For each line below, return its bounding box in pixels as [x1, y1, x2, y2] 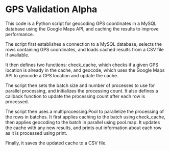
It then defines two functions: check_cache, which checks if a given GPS [5, 62, 159, 68]
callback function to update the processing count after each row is [5, 93, 145, 99]
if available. [5, 52, 30, 58]
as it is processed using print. [5, 130, 67, 136]
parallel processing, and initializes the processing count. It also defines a [5, 87, 158, 94]
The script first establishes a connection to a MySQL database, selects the [5, 41, 162, 47]
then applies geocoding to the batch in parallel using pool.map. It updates [5, 119, 160, 125]
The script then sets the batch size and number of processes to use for [5, 82, 155, 88]
